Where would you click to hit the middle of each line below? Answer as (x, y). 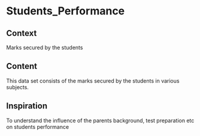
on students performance (38, 126)
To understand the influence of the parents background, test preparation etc (100, 120)
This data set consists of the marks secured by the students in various (93, 81)
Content (22, 66)
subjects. (17, 87)
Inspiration (27, 106)
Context (22, 33)
